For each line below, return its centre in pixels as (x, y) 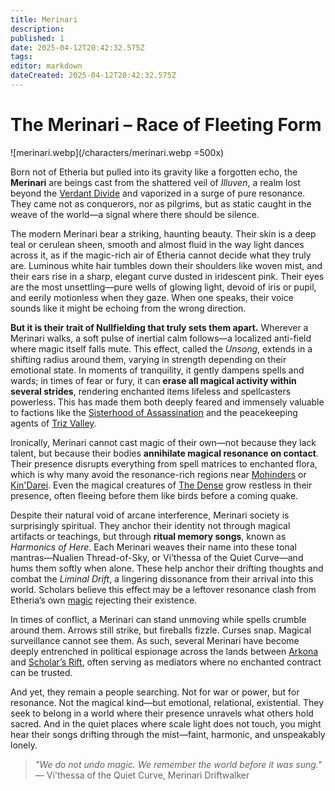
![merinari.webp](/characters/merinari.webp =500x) (117, 152)
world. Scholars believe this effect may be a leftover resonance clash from (163, 589)
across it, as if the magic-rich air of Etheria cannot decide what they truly (161, 255)
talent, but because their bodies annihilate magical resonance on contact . (164, 453)
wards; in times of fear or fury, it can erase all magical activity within (153, 380)
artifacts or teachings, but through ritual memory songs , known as (148, 536)
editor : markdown (46, 66)
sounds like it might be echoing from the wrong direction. (128, 308)
